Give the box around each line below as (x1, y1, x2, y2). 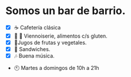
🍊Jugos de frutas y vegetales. (14, 39, 87, 46)
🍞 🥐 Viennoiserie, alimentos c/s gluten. (14, 32, 108, 39)
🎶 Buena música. (14, 52, 55, 59)
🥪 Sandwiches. (14, 46, 51, 53)
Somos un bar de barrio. (5, 4, 126, 18)
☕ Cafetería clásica (14, 24, 61, 31)
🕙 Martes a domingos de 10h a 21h (14, 65, 99, 72)
